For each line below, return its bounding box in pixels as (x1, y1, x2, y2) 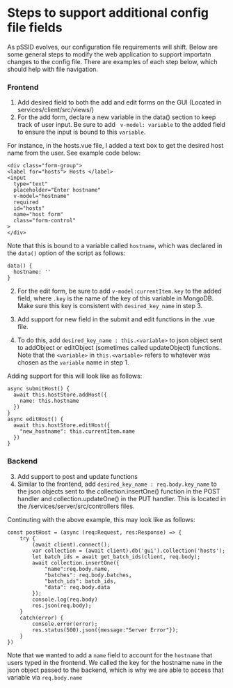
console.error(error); (32, 620, 98, 627)
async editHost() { (7, 416, 64, 423)
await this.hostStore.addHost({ (13, 392, 108, 399)
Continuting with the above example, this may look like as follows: (7, 515, 196, 523)
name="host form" (13, 211, 64, 218)
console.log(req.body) (32, 596, 98, 603)
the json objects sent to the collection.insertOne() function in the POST (17, 487, 220, 496)
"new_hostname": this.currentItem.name (19, 428, 136, 435)
